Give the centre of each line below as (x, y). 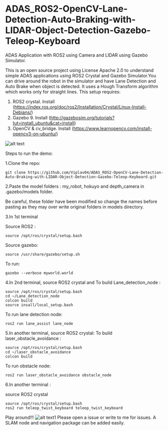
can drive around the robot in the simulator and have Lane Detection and (81, 81)
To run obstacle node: (28, 366)
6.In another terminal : (28, 384)
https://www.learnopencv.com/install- (113, 128)
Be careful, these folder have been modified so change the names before (81, 201)
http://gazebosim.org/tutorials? (82, 117)
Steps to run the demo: (29, 153)
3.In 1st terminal (22, 217)
